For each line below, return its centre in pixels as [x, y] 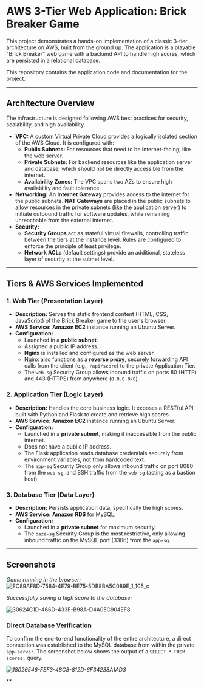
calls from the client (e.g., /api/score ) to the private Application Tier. [110, 366]
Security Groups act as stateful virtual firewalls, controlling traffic [106, 233]
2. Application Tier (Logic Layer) [55, 394]
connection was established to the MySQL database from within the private [100, 645]
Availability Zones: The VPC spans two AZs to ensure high [98, 181]
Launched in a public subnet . [61, 340]
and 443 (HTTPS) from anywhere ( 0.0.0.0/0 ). [82, 379]
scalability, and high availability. [46, 124]
